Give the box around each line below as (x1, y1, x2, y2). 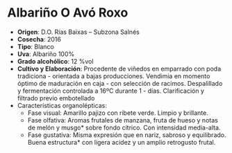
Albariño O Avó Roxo (7, 5, 129, 21)
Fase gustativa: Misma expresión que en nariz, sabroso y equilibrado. (27, 130, 226, 139)
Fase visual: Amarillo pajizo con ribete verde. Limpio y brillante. (27, 109, 208, 117)
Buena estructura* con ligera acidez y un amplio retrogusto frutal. (27, 138, 216, 146)
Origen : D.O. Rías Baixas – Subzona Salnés (17, 28, 140, 36)
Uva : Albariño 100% (17, 50, 75, 58)
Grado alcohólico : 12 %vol (17, 57, 94, 65)
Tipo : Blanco (17, 42, 54, 51)
